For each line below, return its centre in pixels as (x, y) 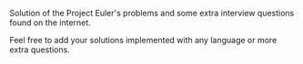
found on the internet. (50, 23)
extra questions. (40, 50)
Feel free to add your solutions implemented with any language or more (143, 40)
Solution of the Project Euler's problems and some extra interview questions (152, 13)
